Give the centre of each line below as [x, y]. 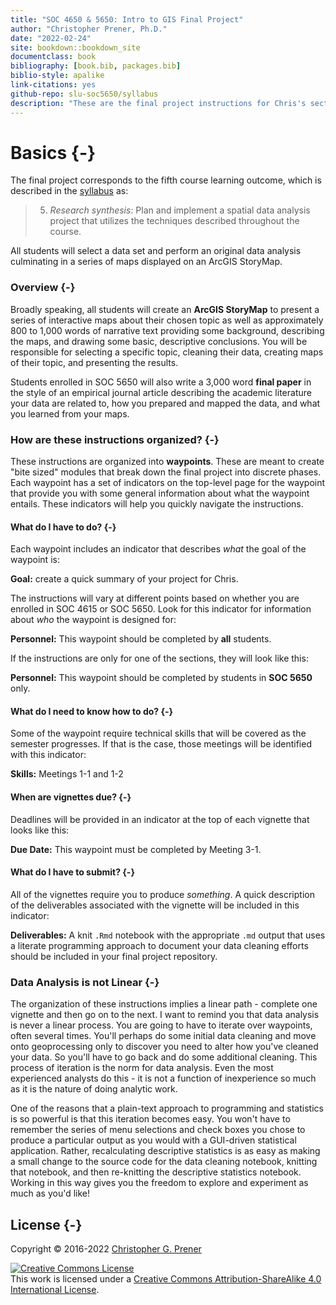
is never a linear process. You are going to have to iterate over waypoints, [161, 1025]
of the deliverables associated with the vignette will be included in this [155, 905]
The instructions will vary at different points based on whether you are [155, 598]
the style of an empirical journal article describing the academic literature [161, 392]
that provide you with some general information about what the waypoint [160, 493]
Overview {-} [43, 288]
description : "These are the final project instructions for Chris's [158, 103]
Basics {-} [53, 152]
